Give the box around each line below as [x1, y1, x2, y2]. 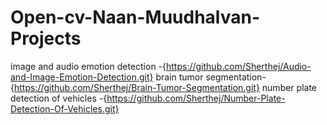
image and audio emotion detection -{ [10, 60, 167, 72]
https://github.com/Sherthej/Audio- [166, 60, 312, 72]
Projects [10, 27, 82, 50]
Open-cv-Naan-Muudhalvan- [10, 6, 261, 29]
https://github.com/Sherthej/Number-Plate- [106, 92, 286, 104]
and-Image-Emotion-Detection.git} [10, 71, 154, 83]
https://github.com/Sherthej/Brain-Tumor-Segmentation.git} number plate [13, 81, 317, 93]
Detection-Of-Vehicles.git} [10, 102, 120, 115]
